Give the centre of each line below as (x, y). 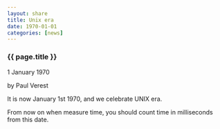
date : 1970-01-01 (32, 26)
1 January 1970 (28, 72)
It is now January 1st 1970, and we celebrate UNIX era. (85, 99)
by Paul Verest (28, 85)
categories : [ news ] (35, 33)
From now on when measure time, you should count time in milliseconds (110, 112)
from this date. (28, 119)
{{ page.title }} (32, 57)
